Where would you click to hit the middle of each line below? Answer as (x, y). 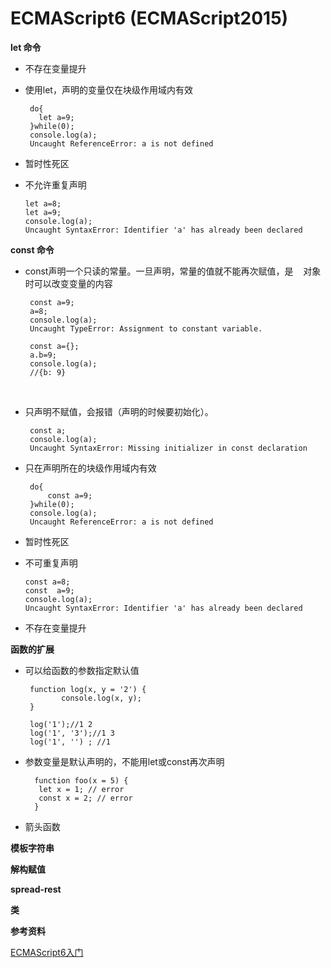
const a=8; (47, 582)
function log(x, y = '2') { (88, 689)
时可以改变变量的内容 (68, 283)
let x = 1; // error (81, 789)
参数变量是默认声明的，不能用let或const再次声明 (124, 761)
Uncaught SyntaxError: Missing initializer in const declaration (168, 448)
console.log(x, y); (101, 698)
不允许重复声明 (55, 184)
